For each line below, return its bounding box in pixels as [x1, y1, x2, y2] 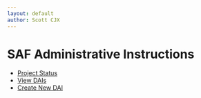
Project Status [17, 69, 57, 77]
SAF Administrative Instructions [7, 46, 195, 62]
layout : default [7, 10, 54, 17]
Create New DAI [17, 84, 64, 92]
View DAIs [17, 77, 47, 85]
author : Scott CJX [7, 17, 60, 23]
